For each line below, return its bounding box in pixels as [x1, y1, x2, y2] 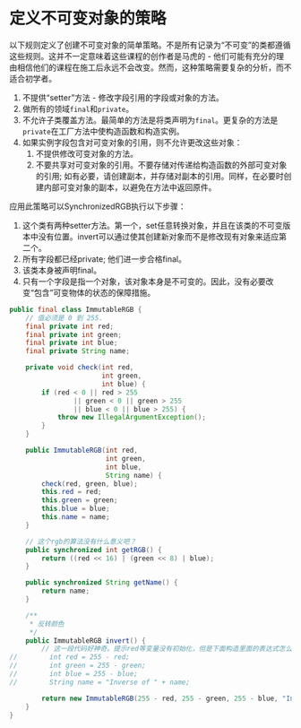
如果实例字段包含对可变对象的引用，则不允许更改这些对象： [21, 136, 243, 148]
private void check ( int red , [25, 363, 134, 372]
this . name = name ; [41, 513, 110, 522]
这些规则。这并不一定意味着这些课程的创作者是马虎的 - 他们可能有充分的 [9, 50, 277, 61]
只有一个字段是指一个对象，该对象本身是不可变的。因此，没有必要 [21, 275, 266, 287]
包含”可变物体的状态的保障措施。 [33, 287, 156, 298]
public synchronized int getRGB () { [25, 545, 163, 554]
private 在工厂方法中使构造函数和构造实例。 [21, 126, 185, 136]
